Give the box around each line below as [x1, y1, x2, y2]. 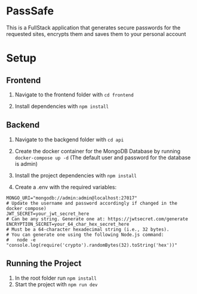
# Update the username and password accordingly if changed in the [6, 200, 178, 206]
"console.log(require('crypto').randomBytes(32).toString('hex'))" [6, 242, 178, 248]
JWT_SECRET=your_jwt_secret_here [6, 211, 90, 217]
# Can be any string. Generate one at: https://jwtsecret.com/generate [6, 216, 188, 222]
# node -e [6, 237, 36, 243]
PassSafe [6, 4, 54, 18]
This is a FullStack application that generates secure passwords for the [6, 24, 181, 31]
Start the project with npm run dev [14, 280, 98, 288]
